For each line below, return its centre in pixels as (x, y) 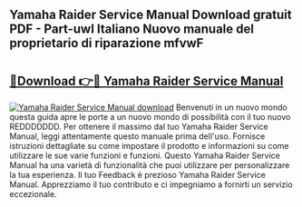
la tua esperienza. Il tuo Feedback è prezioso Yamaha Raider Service (137, 175)
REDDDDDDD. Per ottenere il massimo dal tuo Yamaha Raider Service (139, 127)
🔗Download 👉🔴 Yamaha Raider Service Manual (146, 81)
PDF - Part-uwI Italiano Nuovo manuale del (132, 30)
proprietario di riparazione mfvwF (107, 43)
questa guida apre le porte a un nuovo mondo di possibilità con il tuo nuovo (150, 117)
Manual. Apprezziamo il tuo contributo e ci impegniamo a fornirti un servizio (151, 184)
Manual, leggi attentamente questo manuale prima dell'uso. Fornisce (137, 136)
